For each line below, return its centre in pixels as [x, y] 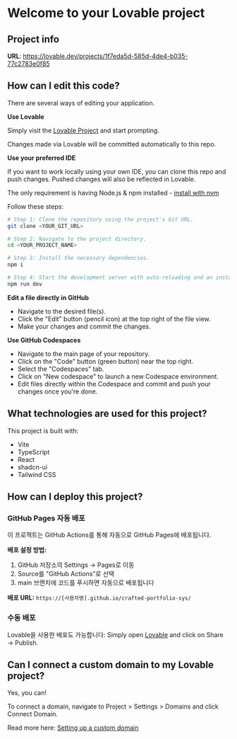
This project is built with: [43, 430]
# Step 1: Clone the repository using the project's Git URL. [101, 219]
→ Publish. [23, 643]
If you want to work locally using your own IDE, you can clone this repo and [117, 171]
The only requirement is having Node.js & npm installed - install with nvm [113, 193]
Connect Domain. [33, 714]
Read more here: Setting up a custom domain [73, 728]
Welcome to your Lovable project [106, 13]
